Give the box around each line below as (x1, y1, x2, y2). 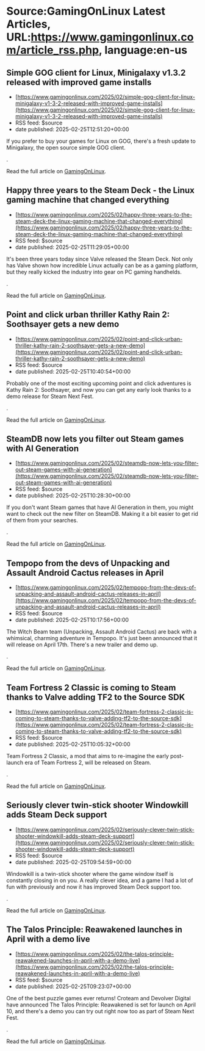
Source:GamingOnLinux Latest (6, 4, 166, 18)
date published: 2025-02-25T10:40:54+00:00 (15, 367, 131, 375)
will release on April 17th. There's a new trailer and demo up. (6, 641, 159, 648)
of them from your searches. (6, 517, 78, 524)
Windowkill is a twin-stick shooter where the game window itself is (6, 870, 174, 877)
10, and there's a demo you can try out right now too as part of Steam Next (6, 1007, 195, 1014)
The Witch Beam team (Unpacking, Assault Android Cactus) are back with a (6, 628, 197, 635)
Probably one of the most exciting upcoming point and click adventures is (6, 380, 192, 387)
